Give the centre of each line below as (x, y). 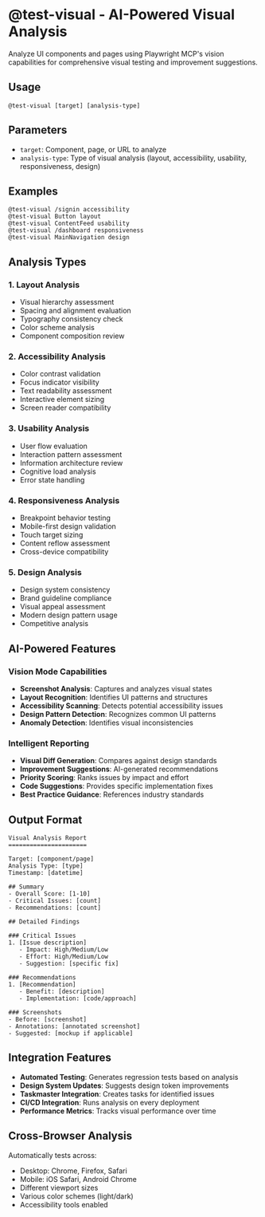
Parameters (38, 130)
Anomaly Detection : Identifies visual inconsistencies (106, 723)
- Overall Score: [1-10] (49, 894)
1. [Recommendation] (43, 985)
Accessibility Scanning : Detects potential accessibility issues (121, 705)
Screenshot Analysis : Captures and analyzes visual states (116, 688)
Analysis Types (47, 262)
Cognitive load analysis (58, 471)
